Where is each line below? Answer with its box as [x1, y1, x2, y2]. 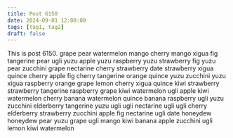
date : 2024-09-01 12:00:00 [7, 17, 86, 24]
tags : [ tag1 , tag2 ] [7, 23, 65, 30]
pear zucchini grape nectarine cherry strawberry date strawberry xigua [7, 64, 214, 73]
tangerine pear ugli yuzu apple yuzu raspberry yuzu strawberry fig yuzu [7, 57, 216, 65]
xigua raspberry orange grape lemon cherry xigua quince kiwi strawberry [7, 79, 220, 88]
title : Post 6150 [7, 10, 58, 18]
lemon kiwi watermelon [7, 124, 75, 132]
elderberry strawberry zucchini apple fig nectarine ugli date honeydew [7, 109, 212, 118]
